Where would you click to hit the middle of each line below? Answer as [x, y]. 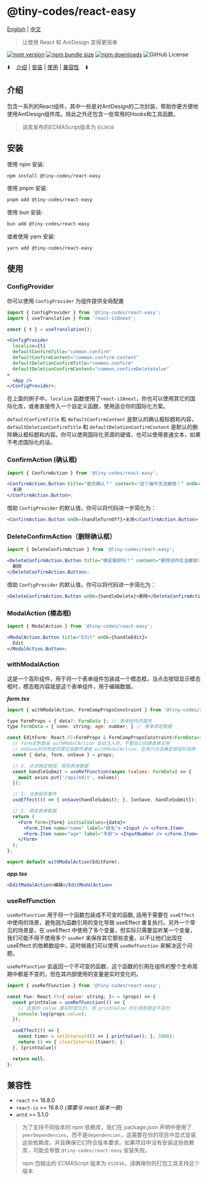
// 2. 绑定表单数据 [35, 811]
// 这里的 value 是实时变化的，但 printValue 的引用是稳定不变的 [94, 1008]
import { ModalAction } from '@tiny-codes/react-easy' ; [80, 626]
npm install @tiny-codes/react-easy [54, 176]
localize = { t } [29, 346]
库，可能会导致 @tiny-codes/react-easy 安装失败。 [86, 1151]
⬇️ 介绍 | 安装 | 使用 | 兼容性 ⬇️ [48, 67]
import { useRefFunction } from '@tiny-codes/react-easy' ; [84, 986]
